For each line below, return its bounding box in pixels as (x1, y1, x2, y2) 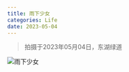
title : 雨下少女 (7, 10, 50, 17)
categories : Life (7, 17, 58, 24)
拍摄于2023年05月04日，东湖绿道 (24, 43, 123, 51)
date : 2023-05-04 (7, 23, 58, 30)
